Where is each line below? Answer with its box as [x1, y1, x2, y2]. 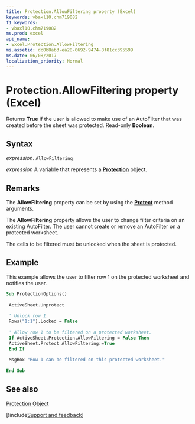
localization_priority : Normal [6, 58, 83, 64]
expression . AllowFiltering [6, 155, 73, 162]
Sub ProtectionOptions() [6, 291, 67, 297]
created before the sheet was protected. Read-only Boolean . [6, 122, 155, 129]
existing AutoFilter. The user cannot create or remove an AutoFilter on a [6, 223, 180, 230]
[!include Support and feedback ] [6, 411, 84, 418]
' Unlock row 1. [8, 313, 49, 319]
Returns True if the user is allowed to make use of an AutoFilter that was [6, 116, 182, 123]
